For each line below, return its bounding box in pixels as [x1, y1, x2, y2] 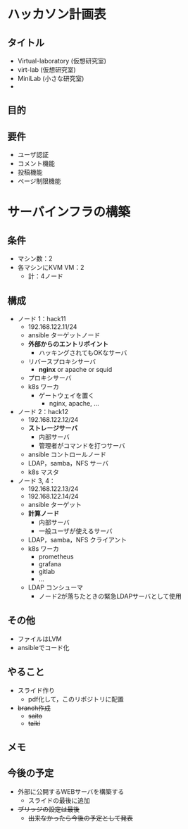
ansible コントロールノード [27, 450, 107, 459]
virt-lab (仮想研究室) [17, 66, 76, 74]
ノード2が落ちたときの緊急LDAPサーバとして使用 [38, 592, 182, 601]
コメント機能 [17, 159, 55, 168]
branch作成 [17, 704, 51, 712]
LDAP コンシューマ [27, 583, 83, 592]
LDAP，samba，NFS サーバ [27, 459, 109, 468]
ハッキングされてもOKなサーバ [38, 349, 127, 357]
